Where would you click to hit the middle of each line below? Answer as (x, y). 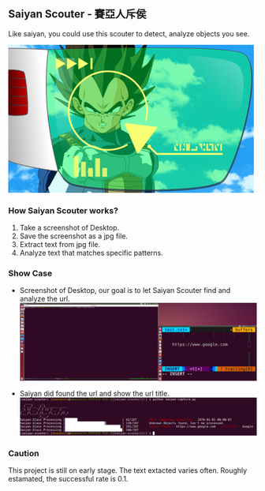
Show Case (30, 273)
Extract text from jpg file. (60, 245)
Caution (24, 453)
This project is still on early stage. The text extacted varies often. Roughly (128, 470)
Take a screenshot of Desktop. (69, 228)
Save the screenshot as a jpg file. (74, 236)
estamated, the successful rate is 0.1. (68, 479)
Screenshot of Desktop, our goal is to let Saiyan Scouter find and (125, 290)
